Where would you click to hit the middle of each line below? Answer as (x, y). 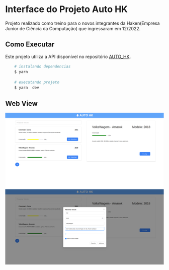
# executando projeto (37, 82)
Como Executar (30, 45)
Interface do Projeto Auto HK (67, 9)
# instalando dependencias (43, 66)
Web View (21, 104)
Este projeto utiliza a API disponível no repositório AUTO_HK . (68, 56)
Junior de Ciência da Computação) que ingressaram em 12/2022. (73, 28)
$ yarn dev (27, 88)
